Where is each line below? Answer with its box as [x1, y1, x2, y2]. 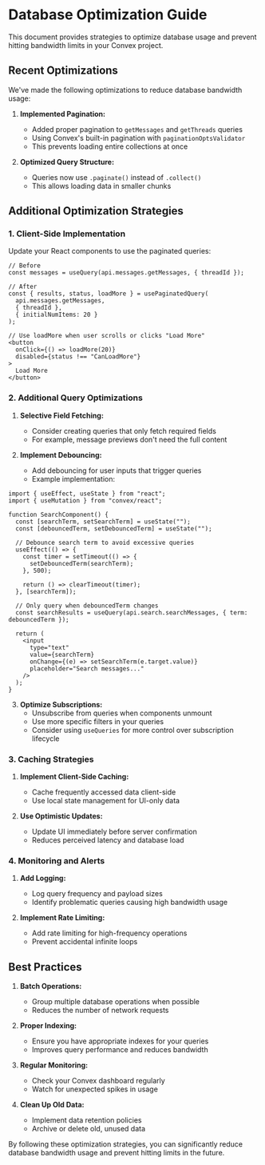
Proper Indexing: [19, 1021, 77, 1031]
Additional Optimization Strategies [8, 204, 184, 218]
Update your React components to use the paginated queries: [8, 246, 212, 256]
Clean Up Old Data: [19, 1100, 85, 1110]
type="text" [29, 643, 69, 651]
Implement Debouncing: [19, 450, 102, 459]
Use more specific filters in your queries [31, 716, 164, 726]
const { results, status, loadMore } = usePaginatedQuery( [8, 290, 209, 298]
